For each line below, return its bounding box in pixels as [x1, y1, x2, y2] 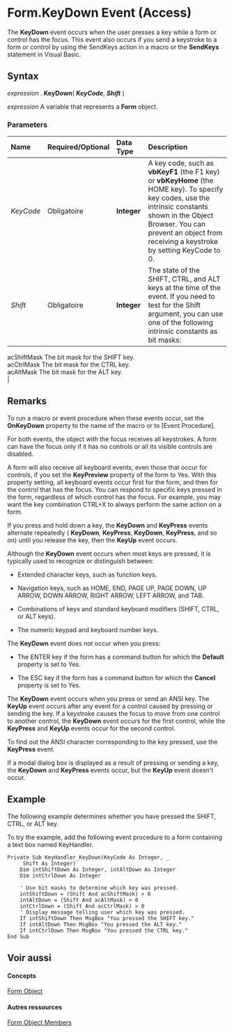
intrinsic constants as [148, 326, 218, 336]
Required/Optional [47, 142, 110, 152]
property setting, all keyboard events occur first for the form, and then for [7, 477, 218, 486]
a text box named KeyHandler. [7, 840, 94, 848]
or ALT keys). [17, 612, 56, 620]
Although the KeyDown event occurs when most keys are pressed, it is [7, 549, 211, 558]
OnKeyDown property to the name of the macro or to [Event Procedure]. [7, 421, 216, 429]
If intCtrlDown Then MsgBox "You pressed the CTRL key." [19, 927, 189, 934]
